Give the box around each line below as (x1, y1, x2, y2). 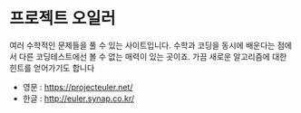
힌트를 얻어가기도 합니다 (9, 62, 95, 73)
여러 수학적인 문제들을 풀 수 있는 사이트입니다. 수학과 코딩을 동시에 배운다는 (9, 40, 276, 51)
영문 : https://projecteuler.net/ (22, 81, 133, 92)
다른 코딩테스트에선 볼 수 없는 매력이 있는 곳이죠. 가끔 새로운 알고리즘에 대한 (18, 51, 287, 61)
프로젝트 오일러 (9, 8, 116, 29)
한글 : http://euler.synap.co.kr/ (22, 92, 134, 104)
